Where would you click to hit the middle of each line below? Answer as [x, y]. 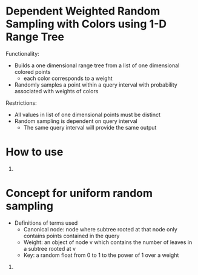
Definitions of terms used [46, 223]
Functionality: [23, 53]
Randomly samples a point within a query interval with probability [96, 84]
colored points [32, 71]
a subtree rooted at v [50, 248]
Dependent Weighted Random [83, 11]
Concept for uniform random [79, 194]
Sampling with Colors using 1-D [86, 24]
